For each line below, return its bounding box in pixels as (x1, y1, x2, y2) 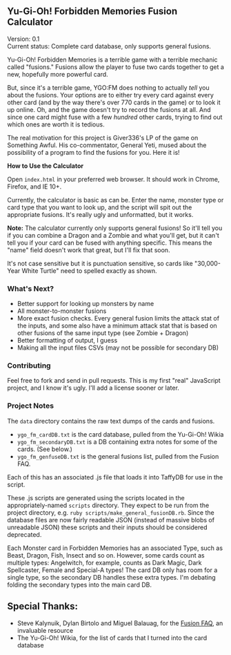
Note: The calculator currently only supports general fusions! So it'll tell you (7, 224, 223, 232)
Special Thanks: (7, 600, 78, 612)
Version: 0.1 (7, 35, 40, 43)
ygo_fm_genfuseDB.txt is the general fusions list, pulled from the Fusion (17, 452, 219, 460)
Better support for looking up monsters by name (17, 300, 154, 308)
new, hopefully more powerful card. (7, 70, 108, 78)
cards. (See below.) (17, 445, 72, 453)
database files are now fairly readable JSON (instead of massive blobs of (7, 515, 215, 524)
